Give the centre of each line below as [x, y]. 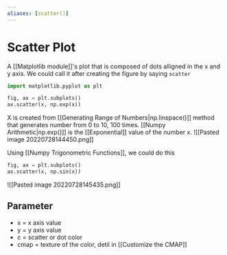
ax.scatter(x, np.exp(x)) [44, 105]
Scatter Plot [41, 47]
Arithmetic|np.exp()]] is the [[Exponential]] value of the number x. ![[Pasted [113, 132]
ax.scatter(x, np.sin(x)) [44, 172]
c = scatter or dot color [50, 237]
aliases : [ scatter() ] [38, 13]
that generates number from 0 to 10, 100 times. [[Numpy [86, 125]
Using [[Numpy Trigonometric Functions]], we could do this [91, 153]
